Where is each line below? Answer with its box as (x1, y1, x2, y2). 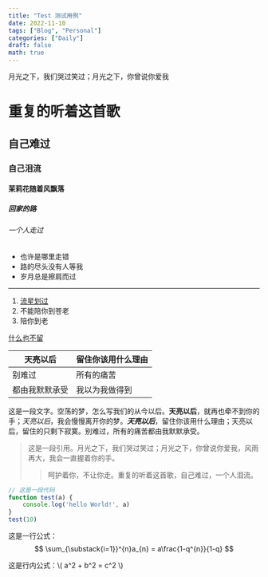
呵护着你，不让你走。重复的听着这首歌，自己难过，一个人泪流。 (47, 470, 258, 480)
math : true (8, 49, 45, 57)
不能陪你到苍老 (19, 306, 69, 315)
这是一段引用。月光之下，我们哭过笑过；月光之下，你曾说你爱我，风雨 (27, 443, 259, 453)
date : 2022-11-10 (8, 19, 66, 27)
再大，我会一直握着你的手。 (27, 453, 120, 463)
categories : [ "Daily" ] (8, 34, 84, 42)
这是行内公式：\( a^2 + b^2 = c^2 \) (8, 560, 124, 571)
